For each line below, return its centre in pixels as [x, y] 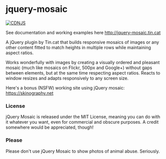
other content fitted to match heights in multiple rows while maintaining [78, 47]
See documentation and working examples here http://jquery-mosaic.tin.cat [83, 32]
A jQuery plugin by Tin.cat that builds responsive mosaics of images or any [83, 42]
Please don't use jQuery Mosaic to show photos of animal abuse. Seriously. [83, 151]
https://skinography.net [30, 93]
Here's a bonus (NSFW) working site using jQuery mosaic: [65, 87]
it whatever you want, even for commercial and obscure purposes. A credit [82, 122]
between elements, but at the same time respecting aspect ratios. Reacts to [83, 73]
